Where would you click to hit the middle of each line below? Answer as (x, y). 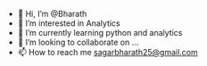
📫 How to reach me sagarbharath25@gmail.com (108, 52)
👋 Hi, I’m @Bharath (52, 14)
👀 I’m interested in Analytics (69, 23)
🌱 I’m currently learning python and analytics (100, 33)
